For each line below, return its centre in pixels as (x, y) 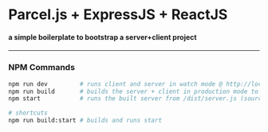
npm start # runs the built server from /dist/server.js (123, 99)
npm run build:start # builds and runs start (85, 121)
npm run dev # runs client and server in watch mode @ (116, 84)
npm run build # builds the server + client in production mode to (134, 91)
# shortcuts (28, 113)
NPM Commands (42, 68)
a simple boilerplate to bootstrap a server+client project (102, 37)
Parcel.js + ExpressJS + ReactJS (118, 15)
